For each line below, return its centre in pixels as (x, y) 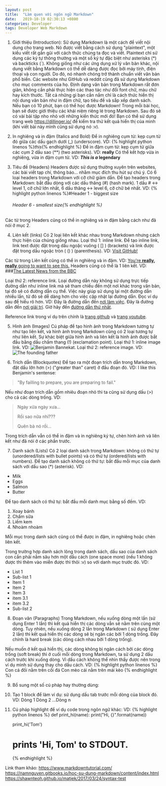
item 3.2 (21, 603)
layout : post (19, 10)
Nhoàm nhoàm (27, 527)
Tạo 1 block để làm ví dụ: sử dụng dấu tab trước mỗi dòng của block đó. (85, 695)
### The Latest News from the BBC (41, 271)
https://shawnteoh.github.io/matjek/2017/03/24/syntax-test (66, 779)
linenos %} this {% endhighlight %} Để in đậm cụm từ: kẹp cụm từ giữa (83, 147)
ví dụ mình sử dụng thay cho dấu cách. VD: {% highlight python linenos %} (81, 665)
